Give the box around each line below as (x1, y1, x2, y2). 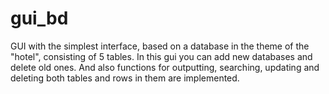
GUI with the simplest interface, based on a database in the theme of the (10, 40, 310, 52)
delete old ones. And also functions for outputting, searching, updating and (10, 61, 320, 73)
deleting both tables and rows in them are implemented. (10, 72, 240, 84)
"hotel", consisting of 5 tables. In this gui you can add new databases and (10, 50, 313, 62)
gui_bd (10, 7, 69, 30)
